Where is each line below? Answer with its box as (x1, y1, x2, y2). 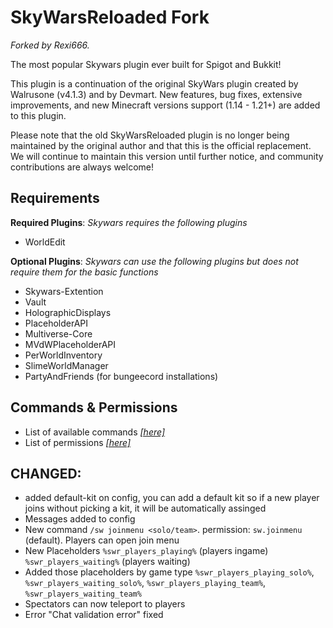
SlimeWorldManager (24, 359, 109, 371)
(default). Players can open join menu (24, 534, 180, 546)
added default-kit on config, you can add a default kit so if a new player (24, 492, 320, 504)
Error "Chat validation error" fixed (24, 609, 164, 621)
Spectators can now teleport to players (24, 598, 186, 610)
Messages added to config (24, 513, 136, 525)
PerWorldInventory (24, 349, 103, 361)
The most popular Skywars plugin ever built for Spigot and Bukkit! (10, 58, 282, 70)
